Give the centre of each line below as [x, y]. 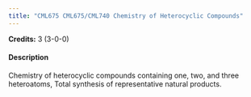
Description [29, 57]
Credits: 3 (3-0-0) [39, 39]
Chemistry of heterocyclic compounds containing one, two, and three [124, 75]
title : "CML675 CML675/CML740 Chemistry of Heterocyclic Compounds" [126, 16]
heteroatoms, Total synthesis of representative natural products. [115, 84]
